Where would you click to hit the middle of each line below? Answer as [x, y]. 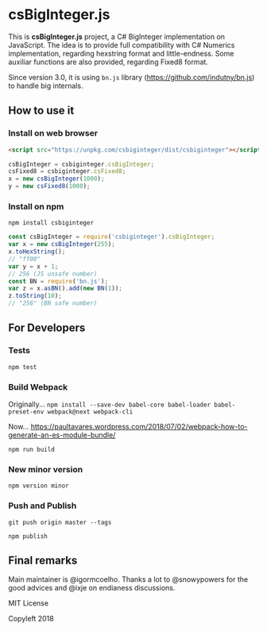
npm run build [32, 450]
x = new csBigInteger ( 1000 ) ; [56, 179]
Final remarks [43, 561]
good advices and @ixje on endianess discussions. [92, 588]
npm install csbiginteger [51, 223]
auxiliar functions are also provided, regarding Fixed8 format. [108, 62]
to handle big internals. [46, 86]
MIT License [29, 603]
